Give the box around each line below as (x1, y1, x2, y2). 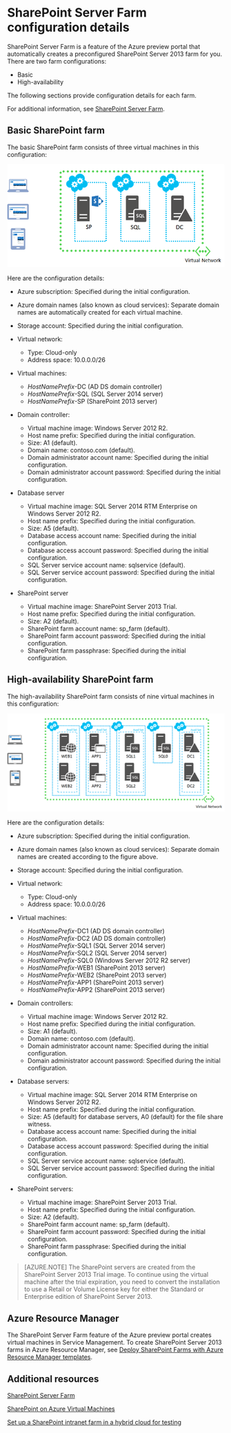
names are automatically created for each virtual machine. (17, 308, 183, 316)
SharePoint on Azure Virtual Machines (7, 1405, 115, 1413)
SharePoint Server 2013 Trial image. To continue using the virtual (23, 1271, 209, 1279)
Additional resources (7, 1373, 99, 1385)
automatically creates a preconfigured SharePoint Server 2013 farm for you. (7, 50, 223, 58)
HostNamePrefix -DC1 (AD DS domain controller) (27, 927, 165, 935)
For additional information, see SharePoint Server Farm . (7, 104, 165, 113)
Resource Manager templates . (7, 1353, 93, 1361)
